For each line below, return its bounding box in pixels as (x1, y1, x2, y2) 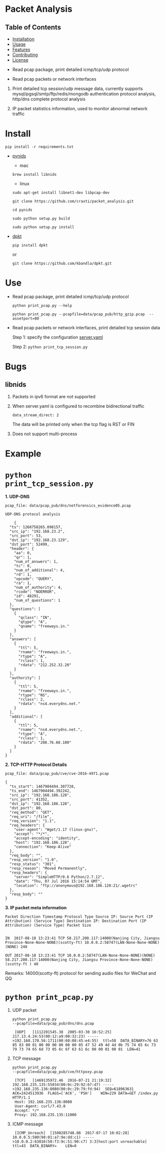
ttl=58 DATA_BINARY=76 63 (102, 1038, 159, 1043)
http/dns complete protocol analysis (12, 96, 86, 102)
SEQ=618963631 (105, 1087, 134, 1091)
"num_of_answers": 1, (14, 559, 58, 564)
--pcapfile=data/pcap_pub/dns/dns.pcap (12, 1021, 95, 1026)
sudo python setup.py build (12, 216, 70, 221)
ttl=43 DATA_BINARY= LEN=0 (12, 1143, 77, 1148)
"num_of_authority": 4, (14, 585, 63, 590)
